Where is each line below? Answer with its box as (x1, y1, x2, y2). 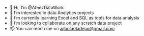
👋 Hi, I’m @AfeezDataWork (9, 5, 64, 10)
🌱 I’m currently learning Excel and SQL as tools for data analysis (9, 15, 140, 20)
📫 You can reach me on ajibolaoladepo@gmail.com (9, 26, 115, 31)
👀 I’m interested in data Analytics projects (9, 10, 94, 16)
